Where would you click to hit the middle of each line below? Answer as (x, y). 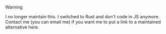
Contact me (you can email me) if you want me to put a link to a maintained (83, 22)
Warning (14, 7)
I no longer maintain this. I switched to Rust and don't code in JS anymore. (82, 17)
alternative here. (22, 27)
